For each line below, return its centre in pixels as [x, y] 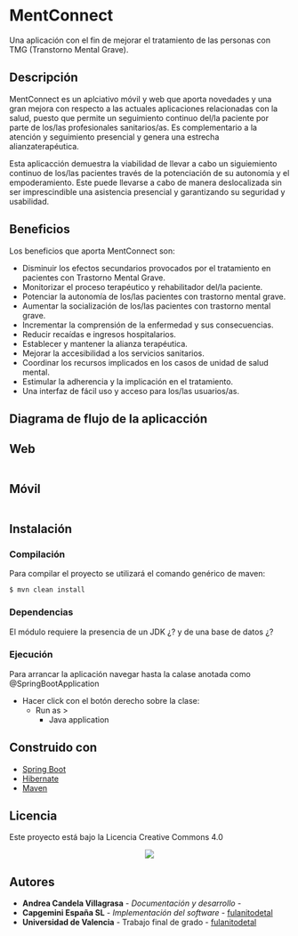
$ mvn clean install [48, 590]
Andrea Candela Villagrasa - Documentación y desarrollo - [132, 903]
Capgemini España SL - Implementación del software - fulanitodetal [147, 913]
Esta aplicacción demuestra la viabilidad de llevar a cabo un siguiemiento [143, 163]
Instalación [41, 529]
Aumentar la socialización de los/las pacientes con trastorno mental [146, 306]
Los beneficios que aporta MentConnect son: [92, 251]
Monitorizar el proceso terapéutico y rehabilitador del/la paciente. [142, 286]
